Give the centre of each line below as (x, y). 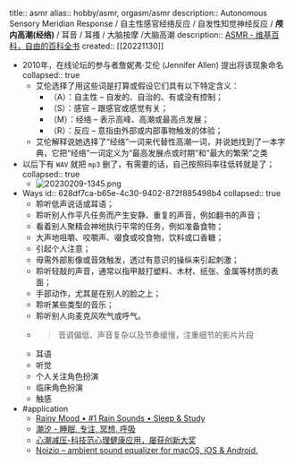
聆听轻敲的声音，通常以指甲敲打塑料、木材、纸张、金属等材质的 (153, 271)
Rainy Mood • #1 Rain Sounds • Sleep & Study (120, 418)
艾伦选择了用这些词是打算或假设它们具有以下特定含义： (137, 86)
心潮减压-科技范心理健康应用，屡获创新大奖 (116, 440)
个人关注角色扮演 (67, 376)
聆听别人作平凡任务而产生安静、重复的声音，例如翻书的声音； (149, 215)
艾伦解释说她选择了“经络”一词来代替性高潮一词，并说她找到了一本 (156, 142)
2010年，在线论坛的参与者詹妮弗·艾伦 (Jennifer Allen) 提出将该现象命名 (153, 65)
